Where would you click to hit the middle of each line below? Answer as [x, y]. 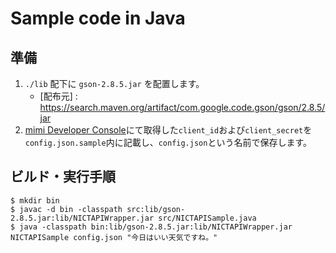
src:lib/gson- [156, 209]
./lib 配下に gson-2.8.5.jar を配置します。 [114, 83]
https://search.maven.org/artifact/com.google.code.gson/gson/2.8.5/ [182, 107]
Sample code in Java [98, 18]
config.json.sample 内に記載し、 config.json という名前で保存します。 [168, 142]
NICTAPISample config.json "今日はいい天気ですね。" [114, 237]
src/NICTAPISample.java [207, 218]
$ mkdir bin [35, 200]
